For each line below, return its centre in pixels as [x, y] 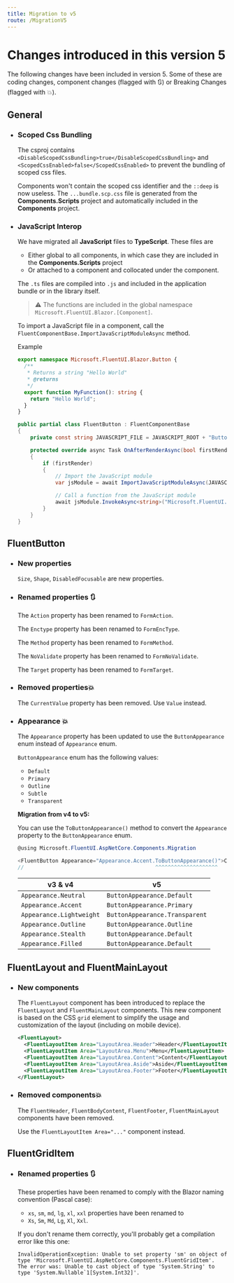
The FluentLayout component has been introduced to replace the [111, 1003]
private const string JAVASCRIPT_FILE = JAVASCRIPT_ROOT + [118, 438]
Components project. [49, 208]
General [25, 115]
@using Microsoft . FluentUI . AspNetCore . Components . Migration [107, 848]
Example [30, 347]
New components [48, 988]
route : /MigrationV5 [37, 20]
